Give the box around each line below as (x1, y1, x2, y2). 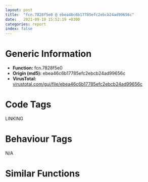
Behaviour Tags (5, 133, 72, 145)
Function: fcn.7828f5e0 (12, 65, 63, 71)
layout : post (5, 7, 33, 13)
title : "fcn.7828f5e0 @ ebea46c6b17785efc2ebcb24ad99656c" (5, 12, 135, 17)
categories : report (5, 21, 46, 27)
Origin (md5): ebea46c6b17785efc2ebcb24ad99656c (12, 70, 126, 77)
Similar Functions (5, 168, 80, 179)
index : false (5, 26, 33, 31)
